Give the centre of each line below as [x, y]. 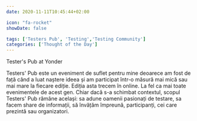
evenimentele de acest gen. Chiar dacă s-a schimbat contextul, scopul [93, 92]
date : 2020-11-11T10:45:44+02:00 [48, 12]
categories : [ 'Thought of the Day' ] [52, 45]
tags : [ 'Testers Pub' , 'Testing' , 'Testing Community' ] [76, 39]
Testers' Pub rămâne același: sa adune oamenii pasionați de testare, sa [94, 99]
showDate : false [26, 28]
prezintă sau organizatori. [38, 111]
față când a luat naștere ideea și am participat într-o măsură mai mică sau [97, 80]
